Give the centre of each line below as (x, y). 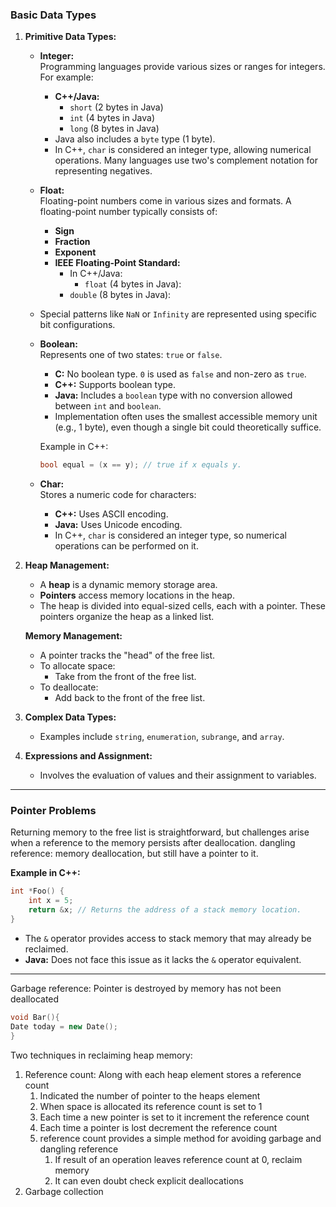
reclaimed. (46, 949)
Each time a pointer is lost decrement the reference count (158, 1127)
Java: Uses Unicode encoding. (118, 525)
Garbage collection (64, 1191)
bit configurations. (77, 325)
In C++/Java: (96, 274)
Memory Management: (73, 636)
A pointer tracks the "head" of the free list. (127, 655)
